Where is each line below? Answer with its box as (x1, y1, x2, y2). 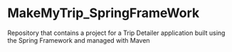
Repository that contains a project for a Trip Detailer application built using (7, 28, 226, 37)
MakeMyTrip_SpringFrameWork (7, 5, 200, 21)
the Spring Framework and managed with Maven (7, 36, 151, 44)
